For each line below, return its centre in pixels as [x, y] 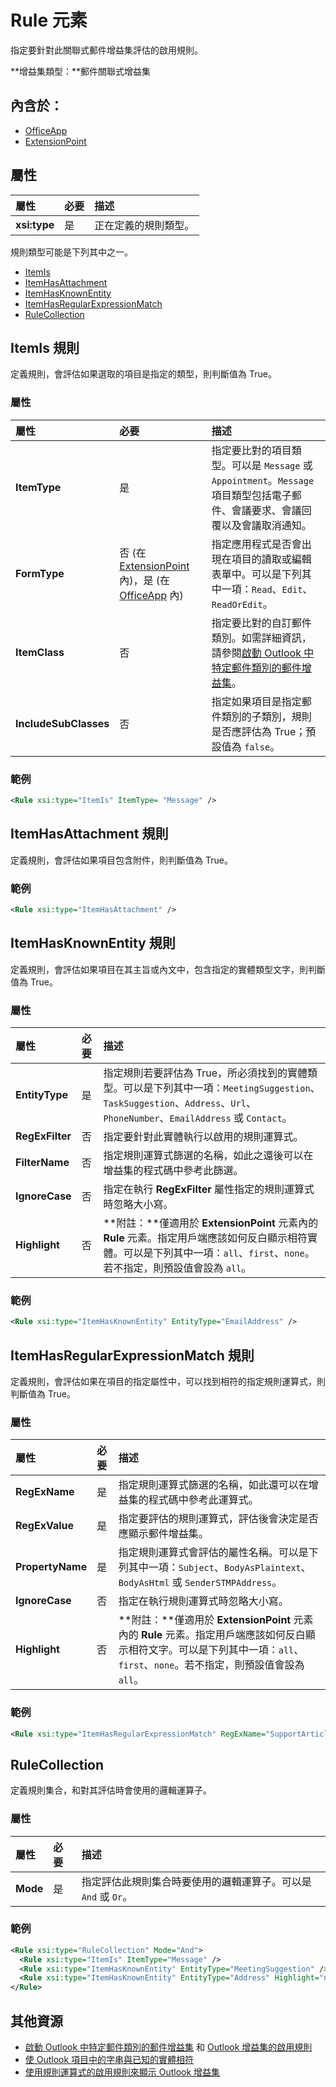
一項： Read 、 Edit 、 [267, 589]
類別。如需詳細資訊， [261, 638]
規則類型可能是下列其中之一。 [71, 252]
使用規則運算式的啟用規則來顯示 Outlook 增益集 [122, 2072]
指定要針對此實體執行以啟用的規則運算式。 [203, 1136]
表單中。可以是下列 [256, 574]
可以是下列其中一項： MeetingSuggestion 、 [222, 1088]
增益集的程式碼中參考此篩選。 [173, 1170]
